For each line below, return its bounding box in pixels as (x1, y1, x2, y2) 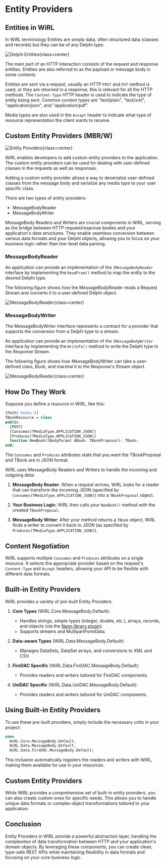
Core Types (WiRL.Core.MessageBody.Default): (12, 608, 111, 614)
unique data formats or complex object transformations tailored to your (5, 800, 150, 806)
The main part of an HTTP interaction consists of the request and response (5, 61, 159, 67)
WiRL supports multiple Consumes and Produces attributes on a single (5, 555, 144, 561)
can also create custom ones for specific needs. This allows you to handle (5, 795, 157, 801)
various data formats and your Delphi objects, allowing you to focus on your (5, 235, 160, 241)
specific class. (5, 185, 35, 191)
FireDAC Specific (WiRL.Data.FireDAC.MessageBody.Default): (12, 663, 140, 669)
